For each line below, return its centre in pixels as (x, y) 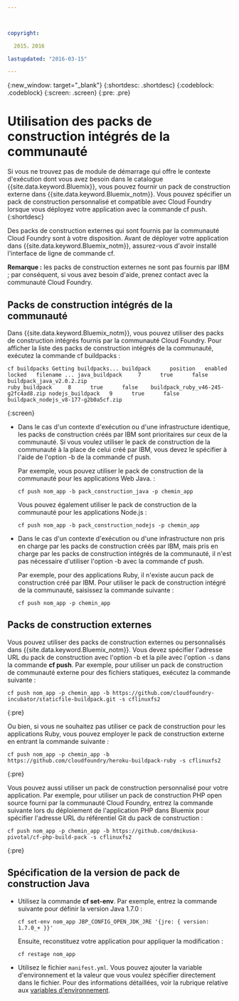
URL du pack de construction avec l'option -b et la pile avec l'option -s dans (119, 657)
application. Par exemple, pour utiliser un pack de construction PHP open (115, 795)
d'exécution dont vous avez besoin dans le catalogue (85, 179)
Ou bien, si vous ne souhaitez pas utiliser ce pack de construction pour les (117, 726)
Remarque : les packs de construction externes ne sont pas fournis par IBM (118, 267)
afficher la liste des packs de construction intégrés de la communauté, (111, 348)
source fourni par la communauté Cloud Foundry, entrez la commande (110, 802)
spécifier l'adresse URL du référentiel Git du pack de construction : (105, 818)
